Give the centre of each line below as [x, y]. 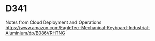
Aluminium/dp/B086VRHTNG [35, 33]
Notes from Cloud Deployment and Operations [53, 22]
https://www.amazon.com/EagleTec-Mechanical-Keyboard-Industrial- [78, 27]
